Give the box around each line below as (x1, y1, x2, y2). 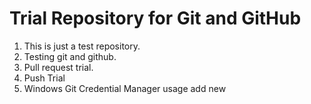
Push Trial (23, 72, 66, 84)
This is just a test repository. (23, 40, 141, 52)
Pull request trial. (23, 61, 94, 73)
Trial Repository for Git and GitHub (9, 7, 302, 30)
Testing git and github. (23, 50, 117, 62)
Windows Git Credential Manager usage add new (23, 82, 227, 94)
